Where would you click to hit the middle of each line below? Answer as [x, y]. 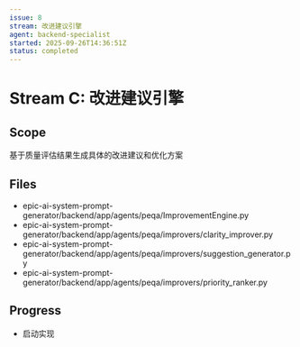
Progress [35, 310]
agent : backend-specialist [60, 34]
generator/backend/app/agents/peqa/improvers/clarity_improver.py [147, 234]
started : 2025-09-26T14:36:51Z [68, 43]
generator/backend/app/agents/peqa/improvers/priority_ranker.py [145, 282]
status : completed [44, 51]
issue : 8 [26, 18]
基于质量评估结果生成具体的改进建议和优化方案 [96, 155]
